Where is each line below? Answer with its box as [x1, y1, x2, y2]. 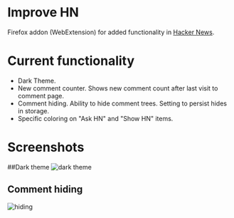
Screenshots [7, 140, 85, 155]
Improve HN [7, 4, 80, 21]
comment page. [17, 91, 65, 100]
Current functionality [7, 53, 135, 69]
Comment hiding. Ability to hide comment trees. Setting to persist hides [17, 99, 228, 108]
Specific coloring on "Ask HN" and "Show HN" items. [17, 114, 174, 123]
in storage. [17, 106, 50, 115]
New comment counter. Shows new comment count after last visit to [17, 83, 218, 93]
